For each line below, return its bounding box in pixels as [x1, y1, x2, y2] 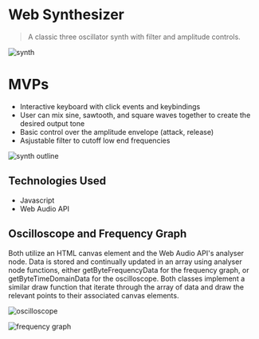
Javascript [19, 195, 55, 205]
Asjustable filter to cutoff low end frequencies [19, 136, 171, 145]
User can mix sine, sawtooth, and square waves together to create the [19, 110, 251, 120]
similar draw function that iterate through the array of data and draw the [8, 282, 245, 292]
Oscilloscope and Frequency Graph [8, 227, 187, 241]
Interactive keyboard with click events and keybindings [19, 101, 201, 111]
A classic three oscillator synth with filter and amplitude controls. [27, 32, 241, 41]
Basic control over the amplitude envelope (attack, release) [19, 127, 214, 136]
